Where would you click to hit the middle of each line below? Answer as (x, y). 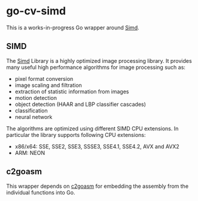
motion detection (36, 98)
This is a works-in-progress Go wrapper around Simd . (73, 28)
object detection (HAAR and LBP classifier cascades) (80, 104)
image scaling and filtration (48, 85)
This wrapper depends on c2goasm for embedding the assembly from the (98, 186)
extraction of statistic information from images (72, 92)
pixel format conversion (44, 78)
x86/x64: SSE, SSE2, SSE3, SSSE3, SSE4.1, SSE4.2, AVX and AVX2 (97, 146)
